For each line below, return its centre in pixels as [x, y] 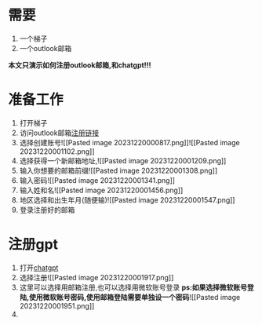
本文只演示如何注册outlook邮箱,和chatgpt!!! [80, 65]
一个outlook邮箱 [45, 48]
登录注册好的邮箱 [47, 210]
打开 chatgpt [39, 268]
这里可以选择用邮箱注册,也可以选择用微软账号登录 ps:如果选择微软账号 [133, 287]
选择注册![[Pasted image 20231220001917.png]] [96, 277]
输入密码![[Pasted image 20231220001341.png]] [97, 180]
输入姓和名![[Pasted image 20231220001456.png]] [101, 190]
